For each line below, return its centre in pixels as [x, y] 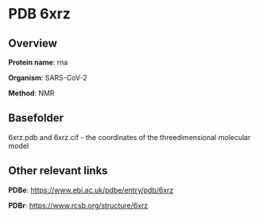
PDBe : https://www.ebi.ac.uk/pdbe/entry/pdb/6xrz [91, 190]
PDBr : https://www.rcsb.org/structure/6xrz [78, 205]
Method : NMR [31, 93]
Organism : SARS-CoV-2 [48, 78]
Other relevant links [58, 171]
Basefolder [36, 118]
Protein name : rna [38, 62]
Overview [33, 43]
